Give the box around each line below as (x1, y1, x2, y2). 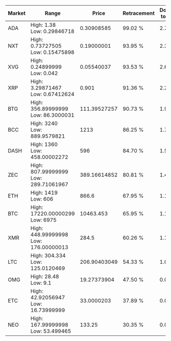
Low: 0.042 (30, 70, 59, 77)
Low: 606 (30, 196, 53, 202)
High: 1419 (30, 189, 58, 196)
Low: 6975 (30, 216, 57, 223)
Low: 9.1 (30, 280, 52, 286)
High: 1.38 (30, 21, 56, 28)
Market (8, 10, 26, 17)
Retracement (122, 10, 155, 17)
